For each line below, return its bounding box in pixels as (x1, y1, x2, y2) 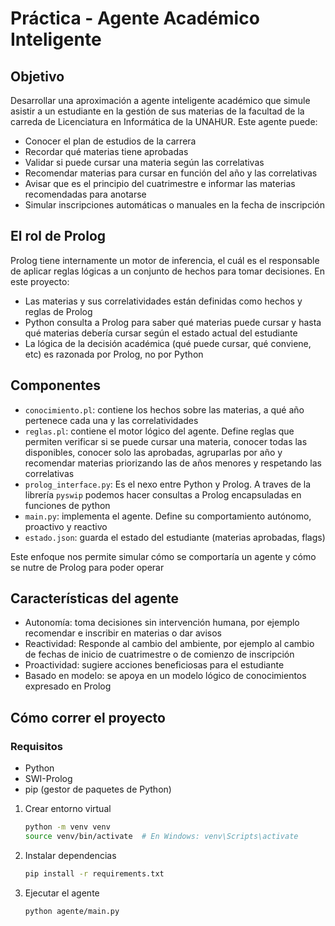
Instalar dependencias (24, 849, 117, 861)
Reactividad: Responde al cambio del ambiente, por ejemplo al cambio (24, 638, 315, 650)
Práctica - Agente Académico (10, 7, 260, 30)
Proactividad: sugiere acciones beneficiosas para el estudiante (24, 659, 285, 671)
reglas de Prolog (24, 305, 93, 317)
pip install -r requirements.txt (24, 868, 165, 879)
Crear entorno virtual (24, 803, 112, 815)
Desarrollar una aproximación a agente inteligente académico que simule (10, 95, 311, 106)
